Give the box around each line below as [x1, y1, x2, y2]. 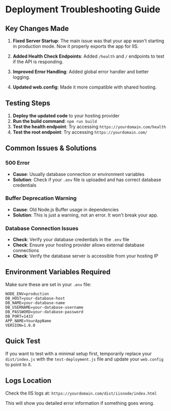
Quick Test [5, 337, 40, 346]
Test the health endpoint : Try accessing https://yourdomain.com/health [12, 123, 166, 130]
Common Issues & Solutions [5, 144, 97, 153]
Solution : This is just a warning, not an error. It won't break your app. [12, 212, 159, 218]
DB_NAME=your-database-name [5, 300, 66, 306]
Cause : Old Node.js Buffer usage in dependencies [12, 206, 119, 212]
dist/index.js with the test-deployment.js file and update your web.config [5, 356, 164, 362]
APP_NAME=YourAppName [5, 318, 52, 324]
